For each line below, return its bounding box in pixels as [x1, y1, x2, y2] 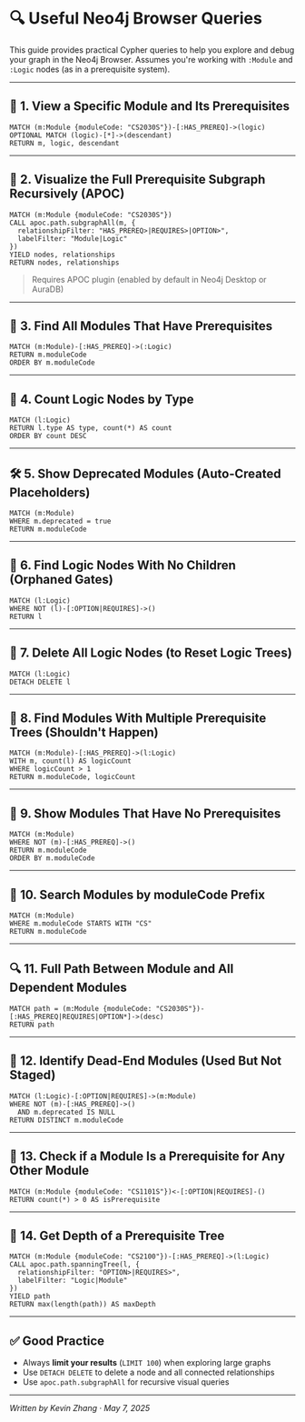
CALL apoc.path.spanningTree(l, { [9, 1260, 141, 1269]
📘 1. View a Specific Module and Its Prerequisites [9, 98, 290, 115]
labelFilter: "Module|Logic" [17, 234, 128, 243]
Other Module [9, 1163, 89, 1178]
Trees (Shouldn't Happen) [9, 725, 159, 740]
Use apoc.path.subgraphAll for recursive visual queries [22, 1377, 230, 1387]
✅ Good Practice [9, 1333, 105, 1348]
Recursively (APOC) [9, 186, 125, 202]
